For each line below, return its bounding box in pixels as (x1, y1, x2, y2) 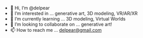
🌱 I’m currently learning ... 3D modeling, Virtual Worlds (10, 16, 126, 22)
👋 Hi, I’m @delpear (10, 5, 50, 11)
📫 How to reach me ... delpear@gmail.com (10, 27, 102, 33)
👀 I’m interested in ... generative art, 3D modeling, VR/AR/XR (10, 10, 138, 16)
